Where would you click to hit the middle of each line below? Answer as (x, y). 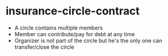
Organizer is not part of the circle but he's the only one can (88, 40)
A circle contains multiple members (59, 28)
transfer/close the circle (44, 47)
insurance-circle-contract (73, 11)
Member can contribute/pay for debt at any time (75, 34)
